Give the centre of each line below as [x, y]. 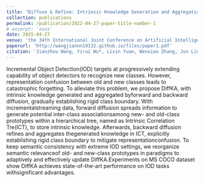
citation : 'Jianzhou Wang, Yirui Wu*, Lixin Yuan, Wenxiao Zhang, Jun [97, 52]
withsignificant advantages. [41, 172]
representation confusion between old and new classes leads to [86, 82]
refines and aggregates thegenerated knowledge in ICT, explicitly [88, 133]
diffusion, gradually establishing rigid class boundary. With [80, 101]
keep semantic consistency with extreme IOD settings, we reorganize [93, 146]
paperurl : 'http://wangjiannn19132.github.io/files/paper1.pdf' [89, 46]
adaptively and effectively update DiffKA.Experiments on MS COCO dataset [101, 159]
